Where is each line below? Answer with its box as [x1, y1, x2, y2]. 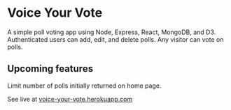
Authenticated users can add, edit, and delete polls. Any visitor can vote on [7, 35, 224, 43]
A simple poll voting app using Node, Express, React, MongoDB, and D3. [7, 28, 216, 36]
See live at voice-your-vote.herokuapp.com [7, 95, 133, 103]
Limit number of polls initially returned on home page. [7, 81, 162, 90]
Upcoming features [7, 63, 93, 74]
